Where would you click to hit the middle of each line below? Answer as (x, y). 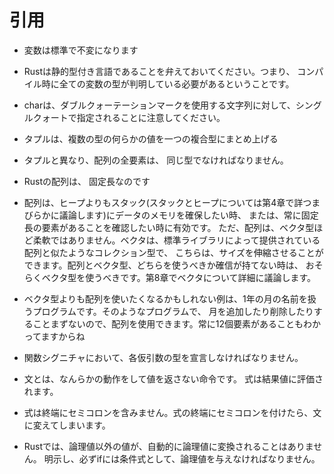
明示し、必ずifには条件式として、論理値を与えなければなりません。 (182, 458)
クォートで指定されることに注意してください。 (129, 117)
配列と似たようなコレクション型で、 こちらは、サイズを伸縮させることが (173, 252)
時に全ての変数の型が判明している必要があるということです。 (168, 83)
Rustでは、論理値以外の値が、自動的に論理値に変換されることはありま (168, 446)
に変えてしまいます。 (67, 425)
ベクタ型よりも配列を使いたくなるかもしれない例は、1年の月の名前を (165, 298)
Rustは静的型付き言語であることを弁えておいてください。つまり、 (159, 71)
